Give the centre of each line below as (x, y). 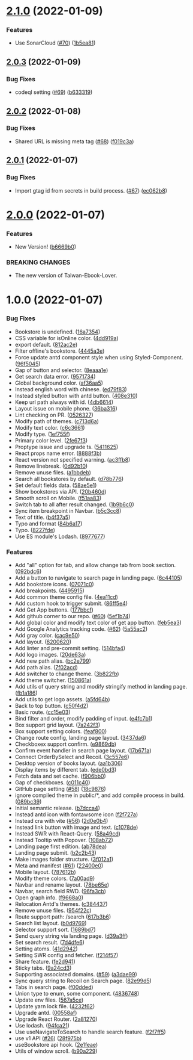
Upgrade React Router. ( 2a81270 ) (56, 1019)
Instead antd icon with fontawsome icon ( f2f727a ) (76, 814)
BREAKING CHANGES (38, 262)
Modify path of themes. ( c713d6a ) (57, 421)
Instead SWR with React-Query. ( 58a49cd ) (68, 834)
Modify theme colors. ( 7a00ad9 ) (55, 879)
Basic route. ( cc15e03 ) (43, 712)
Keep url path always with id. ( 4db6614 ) (64, 402)
